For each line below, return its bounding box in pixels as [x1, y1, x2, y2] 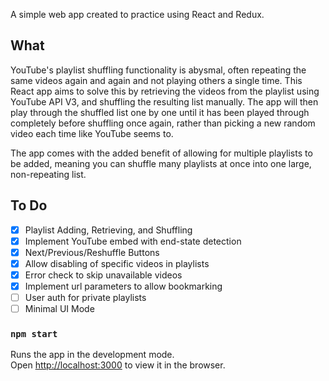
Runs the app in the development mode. [10, 349, 175, 361]
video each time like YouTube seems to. [10, 127, 174, 139]
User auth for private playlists [24, 292, 147, 303]
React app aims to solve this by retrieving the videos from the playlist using [10, 85, 320, 97]
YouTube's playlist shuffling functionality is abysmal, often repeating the [10, 64, 307, 76]
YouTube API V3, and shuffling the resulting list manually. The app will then [10, 95, 319, 108]
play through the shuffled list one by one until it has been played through [10, 106, 310, 118]
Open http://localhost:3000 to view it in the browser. [10, 359, 226, 371]
